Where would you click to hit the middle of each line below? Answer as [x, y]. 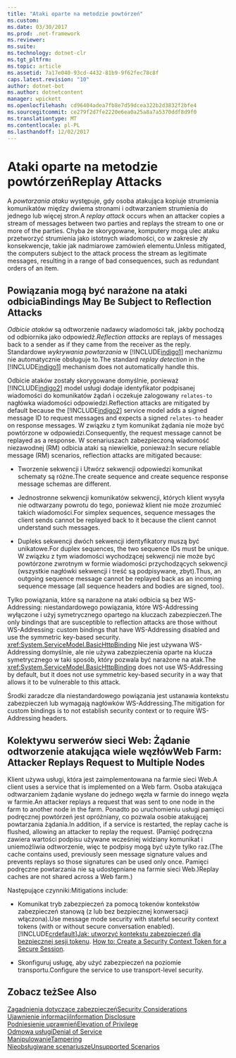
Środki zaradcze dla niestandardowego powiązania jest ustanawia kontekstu [118, 696]
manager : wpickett [34, 99]
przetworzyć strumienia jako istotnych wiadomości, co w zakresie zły [108, 238]
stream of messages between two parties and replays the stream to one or [116, 223]
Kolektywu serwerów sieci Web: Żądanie [99, 740]
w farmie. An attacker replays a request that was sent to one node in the [111, 802]
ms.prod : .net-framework [44, 33]
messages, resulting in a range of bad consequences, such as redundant [113, 261]
